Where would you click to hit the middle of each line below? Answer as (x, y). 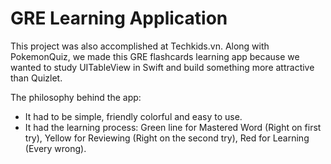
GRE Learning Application (119, 18)
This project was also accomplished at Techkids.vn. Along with (140, 46)
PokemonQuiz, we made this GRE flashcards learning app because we (155, 56)
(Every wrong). (55, 148)
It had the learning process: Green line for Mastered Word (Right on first (173, 127)
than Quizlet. (36, 78)
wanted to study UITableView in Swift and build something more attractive (162, 67)
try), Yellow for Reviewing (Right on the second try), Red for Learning (167, 138)
